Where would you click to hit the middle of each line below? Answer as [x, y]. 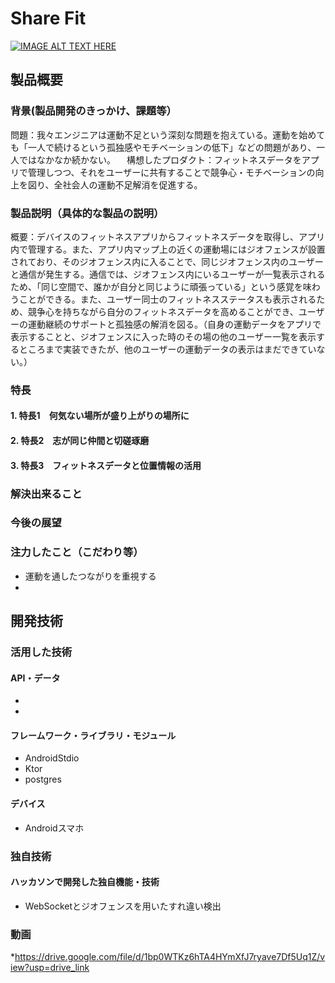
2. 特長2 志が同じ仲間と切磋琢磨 [80, 441]
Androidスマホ [54, 828]
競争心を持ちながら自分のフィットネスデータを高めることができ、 [163, 311]
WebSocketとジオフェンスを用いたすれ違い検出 [123, 906]
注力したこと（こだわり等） [77, 552]
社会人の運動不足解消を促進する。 [132, 184]
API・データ [35, 678]
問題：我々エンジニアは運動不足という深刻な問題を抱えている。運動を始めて [168, 134]
